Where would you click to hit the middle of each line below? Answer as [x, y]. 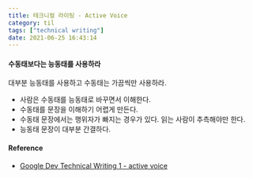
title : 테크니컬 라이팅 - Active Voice [68, 15]
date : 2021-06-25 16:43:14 [53, 38]
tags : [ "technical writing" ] [56, 30]
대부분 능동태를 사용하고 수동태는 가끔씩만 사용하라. [87, 83]
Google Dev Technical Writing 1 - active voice [94, 165]
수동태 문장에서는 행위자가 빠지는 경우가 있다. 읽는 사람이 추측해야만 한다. [132, 119]
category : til [32, 23]
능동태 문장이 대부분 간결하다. [65, 129]
